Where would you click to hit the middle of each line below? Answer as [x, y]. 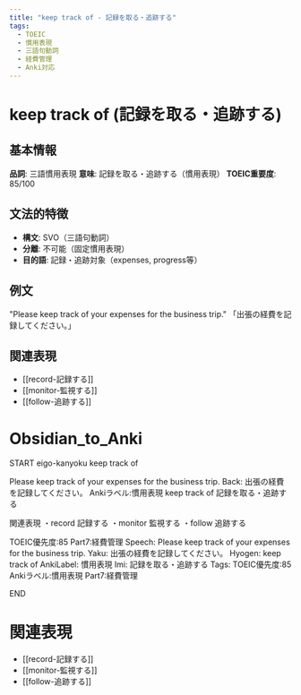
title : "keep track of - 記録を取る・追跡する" [93, 17]
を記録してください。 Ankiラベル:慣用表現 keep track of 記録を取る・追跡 [144, 493]
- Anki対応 [36, 68]
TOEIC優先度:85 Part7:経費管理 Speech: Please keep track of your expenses [150, 542]
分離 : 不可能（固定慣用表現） [76, 248]
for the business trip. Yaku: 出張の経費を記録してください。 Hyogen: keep [146, 553]
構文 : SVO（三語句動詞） [68, 237]
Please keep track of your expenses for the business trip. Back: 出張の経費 [147, 482]
